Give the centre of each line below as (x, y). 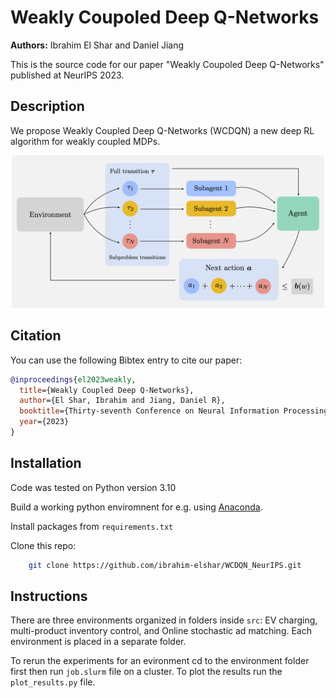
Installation (46, 463)
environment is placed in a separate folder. (98, 642)
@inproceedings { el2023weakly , (73, 379)
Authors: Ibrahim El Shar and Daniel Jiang (97, 45)
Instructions (49, 596)
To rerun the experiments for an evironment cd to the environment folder (160, 661)
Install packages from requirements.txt (92, 526)
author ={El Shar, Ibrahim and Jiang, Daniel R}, (122, 401)
